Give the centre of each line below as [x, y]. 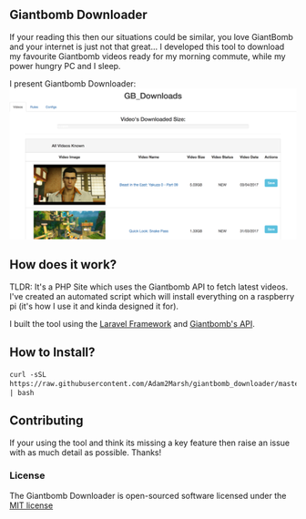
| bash [22, 392]
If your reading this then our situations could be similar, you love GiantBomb [152, 36]
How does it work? [63, 265]
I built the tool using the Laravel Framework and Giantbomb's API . [132, 323]
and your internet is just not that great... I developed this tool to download [147, 46]
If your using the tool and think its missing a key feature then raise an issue [150, 443]
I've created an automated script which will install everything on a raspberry [152, 296]
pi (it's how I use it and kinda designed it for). [94, 306]
